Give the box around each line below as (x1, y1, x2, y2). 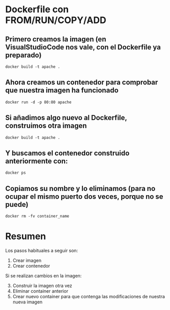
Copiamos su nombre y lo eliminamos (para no (5, 184, 156, 193)
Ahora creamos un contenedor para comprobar (5, 78, 158, 87)
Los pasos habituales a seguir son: (5, 248, 78, 254)
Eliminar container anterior (12, 288, 69, 294)
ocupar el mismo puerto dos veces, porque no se (5, 192, 164, 201)
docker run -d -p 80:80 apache (5, 100, 72, 105)
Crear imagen (12, 257, 42, 264)
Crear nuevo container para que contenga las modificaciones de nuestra (12, 294, 165, 300)
